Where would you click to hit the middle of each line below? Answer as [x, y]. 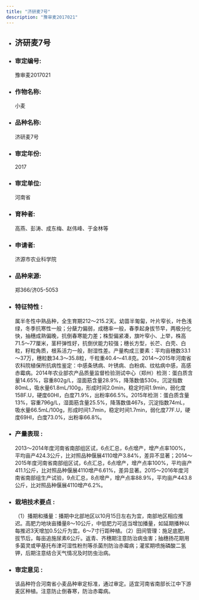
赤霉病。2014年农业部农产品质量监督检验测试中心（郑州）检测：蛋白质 [101, 373]
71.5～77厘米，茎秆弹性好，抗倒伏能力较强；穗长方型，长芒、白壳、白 [100, 343]
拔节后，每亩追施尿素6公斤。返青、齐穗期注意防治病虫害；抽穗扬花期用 [102, 538]
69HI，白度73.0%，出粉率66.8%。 [62, 417]
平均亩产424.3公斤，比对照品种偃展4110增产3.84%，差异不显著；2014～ [103, 455]
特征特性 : [29, 307]
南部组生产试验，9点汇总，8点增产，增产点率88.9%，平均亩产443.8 [109, 477]
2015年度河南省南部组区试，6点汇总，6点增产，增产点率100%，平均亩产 [103, 462]
